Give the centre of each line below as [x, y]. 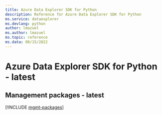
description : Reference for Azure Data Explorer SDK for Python [73, 14]
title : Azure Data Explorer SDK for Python [51, 10]
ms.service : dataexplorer [32, 19]
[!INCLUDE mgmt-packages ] [34, 107]
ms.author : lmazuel [25, 33]
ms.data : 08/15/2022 [27, 42]
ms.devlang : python [25, 24]
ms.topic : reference [27, 38]
